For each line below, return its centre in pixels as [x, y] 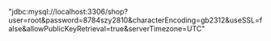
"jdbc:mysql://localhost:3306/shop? [68, 12]
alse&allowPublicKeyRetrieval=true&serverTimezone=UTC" [107, 29]
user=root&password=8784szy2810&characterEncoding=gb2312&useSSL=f [135, 20]
